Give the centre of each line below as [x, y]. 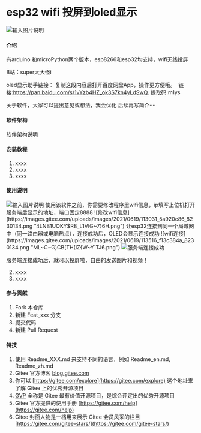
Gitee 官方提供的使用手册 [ [48, 403]
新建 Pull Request [36, 330]
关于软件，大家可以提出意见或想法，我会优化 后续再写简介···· [81, 105]
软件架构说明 [22, 134]
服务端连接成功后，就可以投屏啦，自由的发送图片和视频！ [77, 260]
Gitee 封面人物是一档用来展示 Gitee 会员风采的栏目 [77, 417]
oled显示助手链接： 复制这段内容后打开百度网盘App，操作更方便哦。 [91, 85]
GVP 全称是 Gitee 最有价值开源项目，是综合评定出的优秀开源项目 [95, 396]
